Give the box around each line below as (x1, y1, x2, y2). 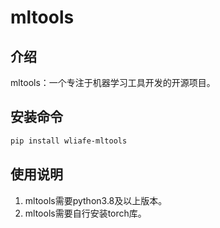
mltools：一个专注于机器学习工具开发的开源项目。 (10, 77, 216, 88)
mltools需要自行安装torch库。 (24, 207, 147, 219)
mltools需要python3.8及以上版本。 (24, 194, 168, 206)
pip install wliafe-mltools (10, 136, 128, 146)
